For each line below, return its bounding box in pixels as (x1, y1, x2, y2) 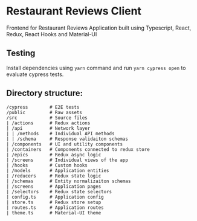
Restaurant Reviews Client (6, 4, 142, 18)
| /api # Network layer (6, 125, 91, 131)
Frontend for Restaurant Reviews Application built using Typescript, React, (6, 24, 192, 31)
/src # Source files (6, 115, 88, 121)
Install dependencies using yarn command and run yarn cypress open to (6, 64, 186, 71)
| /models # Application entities (6, 167, 110, 173)
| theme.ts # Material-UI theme (6, 210, 102, 216)
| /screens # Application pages (6, 183, 102, 190)
